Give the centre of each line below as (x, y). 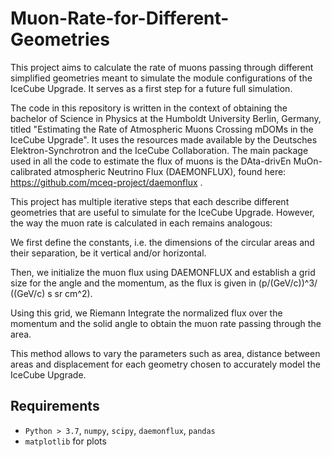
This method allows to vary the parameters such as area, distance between (165, 353)
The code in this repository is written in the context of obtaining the (149, 108)
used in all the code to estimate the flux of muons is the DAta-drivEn (151, 161)
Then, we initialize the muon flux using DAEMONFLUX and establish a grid (163, 272)
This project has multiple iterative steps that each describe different (150, 201)
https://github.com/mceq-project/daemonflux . (106, 182)
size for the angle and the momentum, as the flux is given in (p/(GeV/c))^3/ (164, 283)
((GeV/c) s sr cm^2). (51, 293)
